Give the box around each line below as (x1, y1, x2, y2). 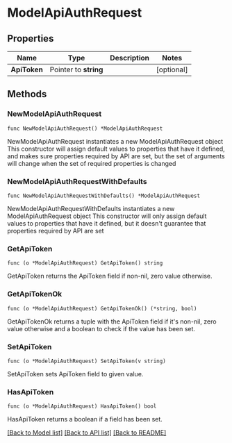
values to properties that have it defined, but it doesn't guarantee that (7, 219, 206, 227)
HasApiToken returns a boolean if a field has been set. (7, 415, 163, 424)
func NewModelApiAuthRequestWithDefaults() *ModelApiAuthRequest (7, 192, 200, 199)
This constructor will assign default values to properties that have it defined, (7, 144, 226, 153)
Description (110, 53, 150, 62)
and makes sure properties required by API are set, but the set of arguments (7, 151, 225, 160)
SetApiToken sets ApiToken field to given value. (7, 369, 144, 378)
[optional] (156, 65, 188, 74)
